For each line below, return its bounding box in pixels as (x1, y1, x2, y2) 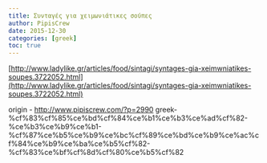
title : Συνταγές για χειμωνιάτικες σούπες (8, 11, 152, 20)
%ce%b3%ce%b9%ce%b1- (8, 122, 102, 132)
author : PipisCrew (8, 19, 70, 27)
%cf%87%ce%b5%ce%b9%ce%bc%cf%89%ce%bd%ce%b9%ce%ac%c (8, 130, 259, 141)
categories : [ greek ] (8, 34, 78, 43)
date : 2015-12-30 (8, 26, 67, 35)
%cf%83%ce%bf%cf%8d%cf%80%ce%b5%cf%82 (8, 148, 184, 157)
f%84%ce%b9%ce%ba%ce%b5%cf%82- (8, 139, 151, 149)
